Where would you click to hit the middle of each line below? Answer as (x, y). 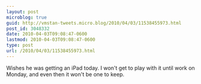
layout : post (23, 12)
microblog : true (26, 17)
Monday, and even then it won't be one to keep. (65, 74)
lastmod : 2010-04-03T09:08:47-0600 (51, 40)
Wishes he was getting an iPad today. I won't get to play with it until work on (101, 68)
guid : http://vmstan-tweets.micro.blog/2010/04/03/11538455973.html (94, 23)
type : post (20, 46)
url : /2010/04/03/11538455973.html (51, 51)
